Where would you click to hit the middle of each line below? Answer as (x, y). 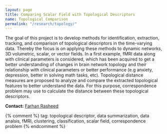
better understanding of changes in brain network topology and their (76, 64)
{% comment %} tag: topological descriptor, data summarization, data (77, 116)
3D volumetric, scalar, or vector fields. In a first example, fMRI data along (80, 54)
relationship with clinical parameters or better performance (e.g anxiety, (79, 70)
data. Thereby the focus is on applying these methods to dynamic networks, (84, 48)
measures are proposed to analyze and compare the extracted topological (81, 80)
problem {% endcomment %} (35, 126)
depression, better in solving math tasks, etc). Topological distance (74, 75)
